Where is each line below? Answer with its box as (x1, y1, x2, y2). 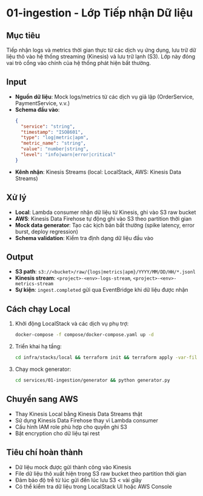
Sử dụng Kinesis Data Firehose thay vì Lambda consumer (15, 416, 159, 424)
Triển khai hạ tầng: (15, 343, 62, 350)
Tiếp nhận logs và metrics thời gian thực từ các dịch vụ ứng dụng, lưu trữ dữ (6, 46, 196, 53)
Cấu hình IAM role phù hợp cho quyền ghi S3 (15, 423, 127, 430)
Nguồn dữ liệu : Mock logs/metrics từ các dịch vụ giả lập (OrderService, (15, 93, 195, 100)
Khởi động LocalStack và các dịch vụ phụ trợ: (15, 320, 129, 328)
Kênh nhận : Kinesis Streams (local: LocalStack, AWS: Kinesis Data (15, 168, 182, 176)
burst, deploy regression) (15, 228, 79, 235)
